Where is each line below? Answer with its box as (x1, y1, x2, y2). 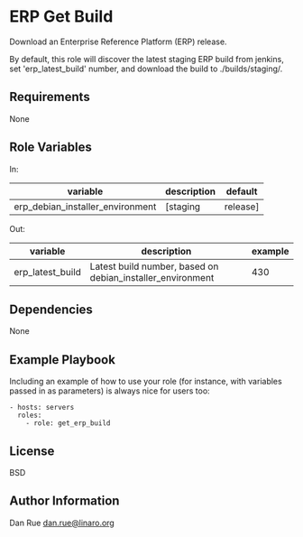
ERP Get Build (9, 6, 114, 27)
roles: (17, 411, 42, 421)
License (9, 443, 55, 458)
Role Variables (9, 140, 92, 155)
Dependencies (9, 301, 93, 317)
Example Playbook (9, 352, 115, 367)
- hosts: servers (9, 403, 75, 412)
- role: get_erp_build (25, 419, 111, 428)
